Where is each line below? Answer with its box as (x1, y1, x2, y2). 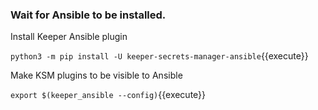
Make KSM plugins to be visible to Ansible (10, 69, 183, 82)
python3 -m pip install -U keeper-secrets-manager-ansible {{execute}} (10, 50, 309, 62)
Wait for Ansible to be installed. (10, 8, 167, 22)
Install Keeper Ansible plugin (10, 31, 128, 43)
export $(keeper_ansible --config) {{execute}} (10, 89, 207, 101)
